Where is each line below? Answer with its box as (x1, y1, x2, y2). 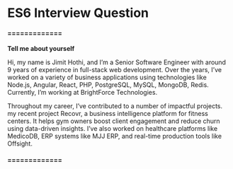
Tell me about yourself (7, 45, 75, 53)
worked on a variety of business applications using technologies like (7, 73, 207, 82)
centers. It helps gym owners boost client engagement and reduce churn (7, 117, 221, 125)
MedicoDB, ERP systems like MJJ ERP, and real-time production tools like (7, 132, 222, 141)
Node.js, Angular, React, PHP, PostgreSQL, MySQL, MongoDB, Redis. (7, 81, 209, 89)
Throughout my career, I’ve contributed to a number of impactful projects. (7, 102, 223, 110)
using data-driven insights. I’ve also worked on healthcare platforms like (7, 124, 218, 133)
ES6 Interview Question (7, 5, 149, 21)
